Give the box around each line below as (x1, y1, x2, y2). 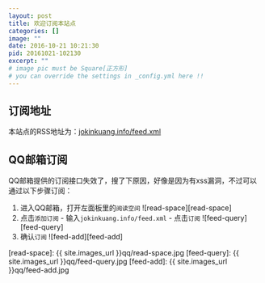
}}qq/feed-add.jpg (8, 265, 69, 275)
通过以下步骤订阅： (8, 186, 73, 196)
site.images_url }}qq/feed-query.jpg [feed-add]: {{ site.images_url (8, 256, 228, 267)
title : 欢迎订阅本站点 (8, 19, 77, 27)
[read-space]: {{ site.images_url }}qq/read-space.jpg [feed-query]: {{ (8, 248, 240, 258)
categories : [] (8, 27, 60, 35)
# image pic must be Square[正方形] (8, 65, 128, 73)
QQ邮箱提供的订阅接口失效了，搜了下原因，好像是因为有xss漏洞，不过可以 (8, 175, 257, 186)
